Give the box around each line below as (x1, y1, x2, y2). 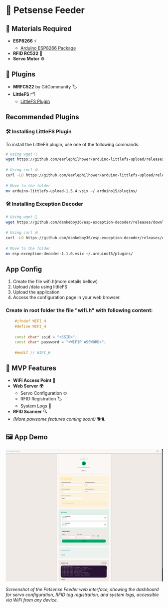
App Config (5, 265, 42, 274)
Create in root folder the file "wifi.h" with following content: (5, 306, 153, 313)
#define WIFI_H (14, 324, 46, 329)
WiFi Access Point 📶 (12, 377, 56, 383)
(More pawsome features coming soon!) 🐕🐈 (12, 416, 105, 422)
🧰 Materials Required (5, 24, 72, 33)
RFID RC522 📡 (12, 50, 43, 56)
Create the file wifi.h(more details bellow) (12, 278, 98, 284)
